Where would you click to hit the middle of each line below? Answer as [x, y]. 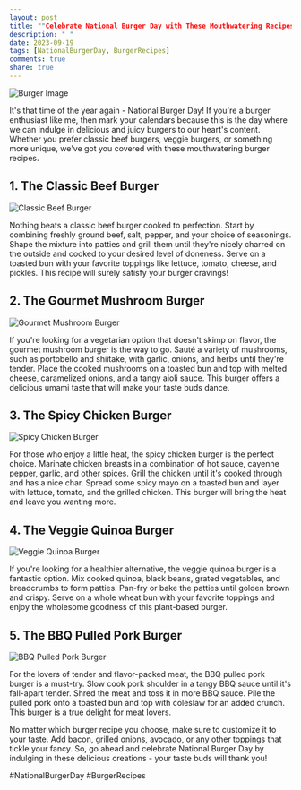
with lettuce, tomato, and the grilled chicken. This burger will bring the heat [148, 493]
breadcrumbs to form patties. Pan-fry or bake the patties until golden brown [150, 588]
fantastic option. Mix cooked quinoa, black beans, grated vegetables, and [145, 579]
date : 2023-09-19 [42, 43]
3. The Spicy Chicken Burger [90, 415]
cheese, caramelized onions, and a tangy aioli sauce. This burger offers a [145, 378]
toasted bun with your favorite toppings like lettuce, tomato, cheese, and [143, 263]
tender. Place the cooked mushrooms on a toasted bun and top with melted [148, 368]
